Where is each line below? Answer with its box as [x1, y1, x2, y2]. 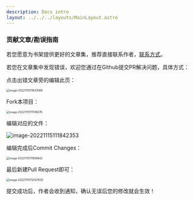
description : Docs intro [6, 8, 69, 15]
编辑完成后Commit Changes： [6, 144, 82, 152]
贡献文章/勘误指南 [6, 36, 59, 44]
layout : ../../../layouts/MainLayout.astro [6, 15, 118, 21]
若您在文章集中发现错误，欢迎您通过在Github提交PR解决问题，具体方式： [6, 63, 189, 70]
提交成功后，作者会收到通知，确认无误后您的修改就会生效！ [6, 187, 155, 195]
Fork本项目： [6, 98, 39, 105]
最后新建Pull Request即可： [6, 165, 75, 173]
